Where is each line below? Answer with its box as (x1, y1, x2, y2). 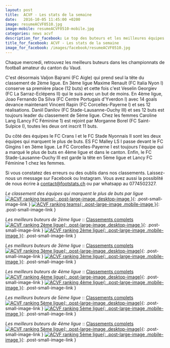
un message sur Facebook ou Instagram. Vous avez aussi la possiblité (17, 175, 163, 181)
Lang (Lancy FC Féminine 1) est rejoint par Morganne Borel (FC (5, 117, 137, 123)
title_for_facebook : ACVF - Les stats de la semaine (5, 41, 119, 46)
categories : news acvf (5, 31, 53, 36)
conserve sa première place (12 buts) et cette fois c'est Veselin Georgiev (5, 85, 157, 91)
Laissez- (147, 170, 165, 176)
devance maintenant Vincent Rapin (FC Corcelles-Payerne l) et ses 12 (5, 101, 151, 107)
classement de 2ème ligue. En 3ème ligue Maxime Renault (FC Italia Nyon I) (5, 80, 164, 86)
